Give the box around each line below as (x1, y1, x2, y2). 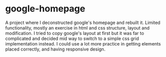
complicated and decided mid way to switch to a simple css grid (5, 35, 139, 41)
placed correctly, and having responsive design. (5, 46, 106, 52)
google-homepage (5, 3, 86, 14)
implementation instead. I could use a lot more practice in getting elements (5, 40, 161, 46)
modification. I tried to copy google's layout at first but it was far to (5, 30, 144, 36)
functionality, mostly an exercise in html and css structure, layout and (5, 24, 150, 30)
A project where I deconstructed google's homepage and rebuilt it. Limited (5, 19, 160, 25)
